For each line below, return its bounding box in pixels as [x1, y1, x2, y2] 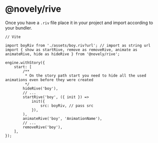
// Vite [5, 34, 21, 39]
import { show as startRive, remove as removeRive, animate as [5, 47, 138, 52]
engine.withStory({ [5, 60, 45, 65]
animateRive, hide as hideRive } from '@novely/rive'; [5, 52, 120, 57]
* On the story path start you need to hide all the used [25, 73, 147, 78]
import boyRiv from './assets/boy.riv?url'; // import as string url [5, 43, 151, 48]
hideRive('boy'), [23, 86, 58, 91]
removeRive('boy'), [23, 124, 63, 130]
